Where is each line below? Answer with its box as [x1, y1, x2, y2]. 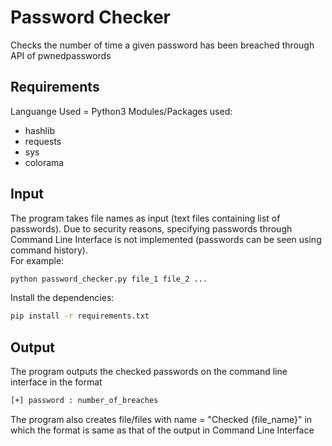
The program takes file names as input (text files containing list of [10, 212, 281, 224]
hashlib [24, 124, 55, 136]
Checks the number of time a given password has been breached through [10, 39, 315, 51]
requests [24, 135, 62, 147]
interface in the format [10, 376, 103, 388]
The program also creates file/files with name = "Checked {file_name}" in [10, 414, 313, 425]
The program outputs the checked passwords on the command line [10, 366, 288, 378]
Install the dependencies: [10, 292, 115, 304]
